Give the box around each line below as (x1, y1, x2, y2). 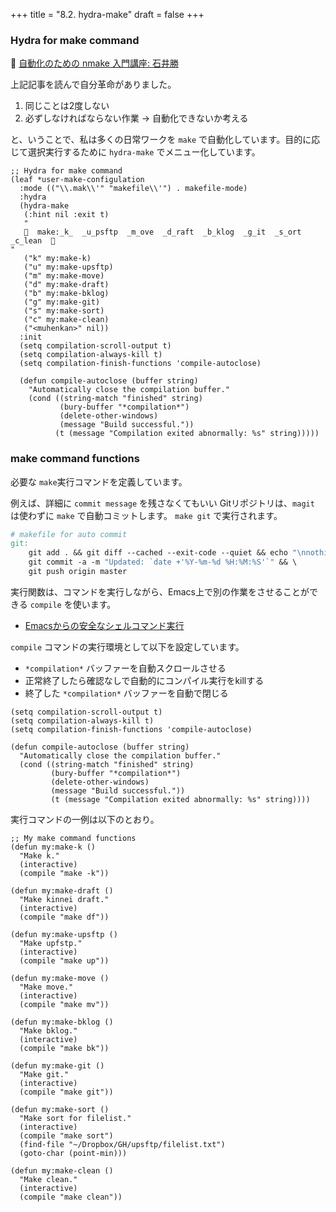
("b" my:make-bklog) (23, 289, 110, 299)
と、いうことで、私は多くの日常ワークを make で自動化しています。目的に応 (10, 134, 321, 146)
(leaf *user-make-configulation (10, 175, 145, 185)
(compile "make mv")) (19, 999, 110, 1009)
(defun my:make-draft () (10, 885, 114, 896)
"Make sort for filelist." (19, 1113, 132, 1123)
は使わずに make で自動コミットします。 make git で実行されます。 (10, 509, 283, 521)
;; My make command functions (10, 833, 137, 843)
